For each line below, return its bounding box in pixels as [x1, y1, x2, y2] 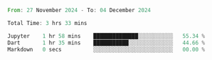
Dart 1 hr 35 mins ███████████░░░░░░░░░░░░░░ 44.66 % [7, 39, 205, 46]
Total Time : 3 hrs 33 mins [7, 19, 88, 26]
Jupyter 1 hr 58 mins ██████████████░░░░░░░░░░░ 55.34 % [7, 32, 205, 39]
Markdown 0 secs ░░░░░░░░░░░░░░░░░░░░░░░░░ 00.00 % [7, 46, 205, 53]
